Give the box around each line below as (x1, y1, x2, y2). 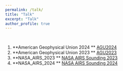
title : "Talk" (5, 12, 35, 17)
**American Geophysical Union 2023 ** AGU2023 (12, 50, 117, 56)
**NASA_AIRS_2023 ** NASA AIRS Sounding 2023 (12, 55, 118, 61)
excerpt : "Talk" (5, 16, 39, 21)
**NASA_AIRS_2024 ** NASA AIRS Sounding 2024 (12, 60, 118, 66)
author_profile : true (5, 21, 50, 26)
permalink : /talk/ (5, 7, 43, 12)
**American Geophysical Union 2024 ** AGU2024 (12, 44, 117, 50)
